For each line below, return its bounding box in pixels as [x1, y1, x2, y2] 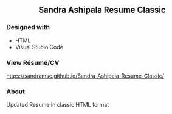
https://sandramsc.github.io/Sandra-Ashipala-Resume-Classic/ [6, 72, 164, 79]
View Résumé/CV [6, 58, 60, 67]
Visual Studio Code [15, 43, 64, 50]
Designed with [6, 23, 50, 32]
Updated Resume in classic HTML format [6, 101, 109, 109]
